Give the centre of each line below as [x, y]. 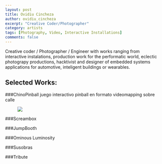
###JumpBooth [21, 128]
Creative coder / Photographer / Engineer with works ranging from [73, 51]
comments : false [22, 38]
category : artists [24, 28]
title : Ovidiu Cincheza [30, 14]
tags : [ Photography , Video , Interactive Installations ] [64, 33]
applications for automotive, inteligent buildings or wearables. [68, 67]
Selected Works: [31, 83]
